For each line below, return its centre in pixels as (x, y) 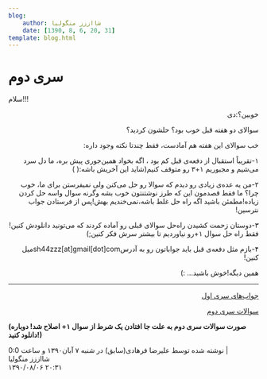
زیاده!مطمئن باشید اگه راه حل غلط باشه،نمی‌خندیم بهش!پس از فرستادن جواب (143, 201)
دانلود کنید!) (25, 335)
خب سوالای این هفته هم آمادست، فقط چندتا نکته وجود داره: (171, 145)
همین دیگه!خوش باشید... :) (219, 273)
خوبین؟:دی (243, 114)
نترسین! (247, 210)
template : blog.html (43, 38)
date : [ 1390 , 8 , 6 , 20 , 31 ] (69, 30)
